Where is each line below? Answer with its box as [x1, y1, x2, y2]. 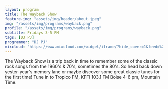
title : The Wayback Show [5, 12, 57, 17]
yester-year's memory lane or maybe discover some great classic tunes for [5, 68, 160, 75]
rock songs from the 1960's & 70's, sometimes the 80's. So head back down [5, 63, 162, 69]
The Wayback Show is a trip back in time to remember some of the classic [5, 58, 158, 64]
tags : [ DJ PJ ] [5, 35, 35, 40]
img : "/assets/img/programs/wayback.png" [5, 21, 93, 26]
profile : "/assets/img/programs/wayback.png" [5, 26, 101, 31]
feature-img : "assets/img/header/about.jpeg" [5, 16, 101, 21]
